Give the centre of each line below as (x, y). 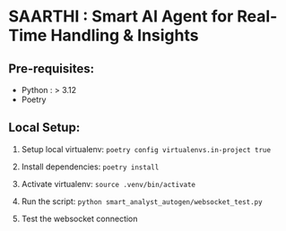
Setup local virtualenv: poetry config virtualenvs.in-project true (146, 149)
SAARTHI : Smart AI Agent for (121, 17)
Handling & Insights (125, 35)
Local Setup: (44, 128)
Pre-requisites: (52, 68)
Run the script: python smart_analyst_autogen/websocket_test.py (142, 201)
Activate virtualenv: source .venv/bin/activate (108, 184)
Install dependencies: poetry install (90, 167)
